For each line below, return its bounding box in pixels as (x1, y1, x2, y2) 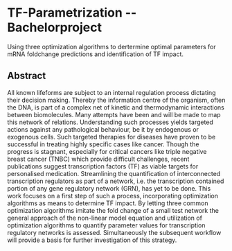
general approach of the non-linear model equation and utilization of (7, 214, 203, 222)
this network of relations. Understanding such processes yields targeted (7, 118, 213, 126)
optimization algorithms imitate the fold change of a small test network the (7, 206, 220, 214)
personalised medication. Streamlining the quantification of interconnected (7, 169, 221, 178)
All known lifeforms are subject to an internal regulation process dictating (7, 88, 216, 96)
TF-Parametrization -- (7, 5, 137, 21)
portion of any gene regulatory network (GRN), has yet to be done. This (7, 184, 211, 192)
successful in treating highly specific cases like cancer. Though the (7, 140, 199, 148)
